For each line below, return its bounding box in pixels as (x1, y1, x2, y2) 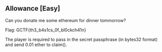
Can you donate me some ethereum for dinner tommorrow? (5, 17, 126, 23)
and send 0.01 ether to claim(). (5, 42, 67, 48)
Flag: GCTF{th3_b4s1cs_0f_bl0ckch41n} (5, 27, 86, 33)
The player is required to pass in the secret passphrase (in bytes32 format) (5, 36, 158, 42)
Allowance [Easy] (5, 4, 60, 13)
